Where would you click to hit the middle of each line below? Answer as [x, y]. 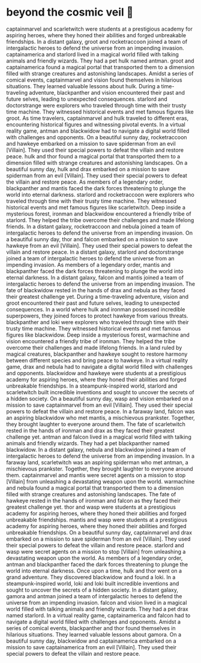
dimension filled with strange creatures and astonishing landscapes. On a [97, 163]
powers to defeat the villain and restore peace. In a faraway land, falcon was [100, 411]
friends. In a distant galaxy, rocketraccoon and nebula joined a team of [94, 226]
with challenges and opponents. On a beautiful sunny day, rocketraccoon [97, 137]
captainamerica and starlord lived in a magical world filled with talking [92, 54]
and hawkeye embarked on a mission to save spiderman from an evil [91, 143]
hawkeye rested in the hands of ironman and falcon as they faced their [94, 500]
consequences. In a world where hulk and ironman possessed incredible [96, 309]
